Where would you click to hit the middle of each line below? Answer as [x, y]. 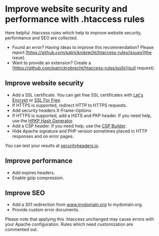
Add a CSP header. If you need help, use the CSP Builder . [69, 126]
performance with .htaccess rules [75, 19]
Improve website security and [66, 9]
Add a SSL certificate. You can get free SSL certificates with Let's [78, 95]
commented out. [21, 230]
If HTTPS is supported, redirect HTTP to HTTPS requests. [70, 105]
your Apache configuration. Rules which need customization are [69, 224]
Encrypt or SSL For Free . [37, 100]
